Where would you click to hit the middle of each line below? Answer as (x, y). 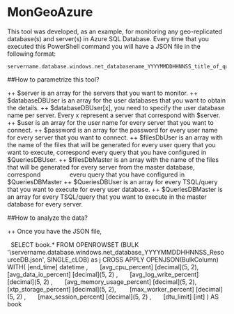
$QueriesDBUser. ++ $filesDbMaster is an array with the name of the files (113, 159)
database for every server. (45, 204)
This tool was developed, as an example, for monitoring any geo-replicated (115, 31)
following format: (32, 54)
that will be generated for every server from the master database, (101, 167)
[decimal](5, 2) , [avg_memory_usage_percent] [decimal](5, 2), (102, 282)
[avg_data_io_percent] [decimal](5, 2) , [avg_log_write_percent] (103, 274)
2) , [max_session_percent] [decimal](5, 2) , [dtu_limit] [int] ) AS (118, 297)
